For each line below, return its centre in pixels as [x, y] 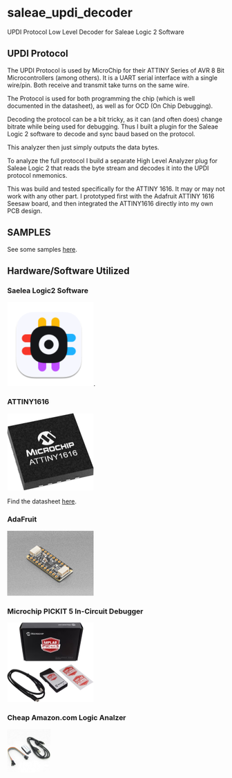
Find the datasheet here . [42, 501]
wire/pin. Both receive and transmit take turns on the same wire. [98, 85]
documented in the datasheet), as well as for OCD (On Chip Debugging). [110, 106]
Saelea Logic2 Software [48, 290]
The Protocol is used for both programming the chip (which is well [101, 98]
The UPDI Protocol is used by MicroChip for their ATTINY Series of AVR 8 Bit [116, 70]
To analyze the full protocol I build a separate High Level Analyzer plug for [113, 160]
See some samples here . [42, 249]
